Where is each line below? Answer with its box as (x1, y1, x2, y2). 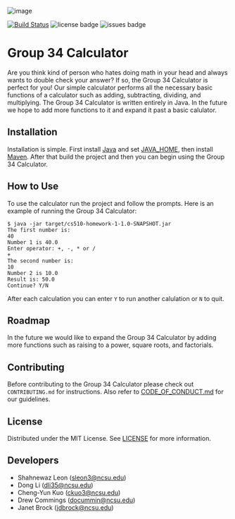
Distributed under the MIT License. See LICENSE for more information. (7, 434, 212, 442)
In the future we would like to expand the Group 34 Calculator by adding (7, 334, 217, 342)
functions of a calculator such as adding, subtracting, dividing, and (7, 90, 201, 99)
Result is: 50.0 (7, 276, 55, 283)
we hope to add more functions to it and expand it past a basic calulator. (7, 106, 217, 114)
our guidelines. (7, 395, 51, 403)
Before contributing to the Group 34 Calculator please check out (7, 380, 194, 389)
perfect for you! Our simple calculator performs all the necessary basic (7, 83, 213, 92)
